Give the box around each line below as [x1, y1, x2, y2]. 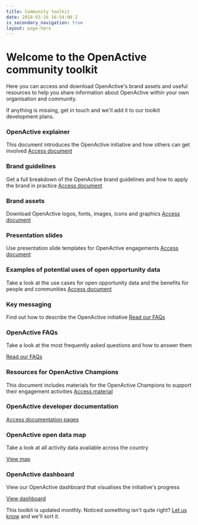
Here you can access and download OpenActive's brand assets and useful [6, 83, 188, 90]
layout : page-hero [6, 25, 51, 31]
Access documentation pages [6, 416, 79, 423]
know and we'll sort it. [6, 513, 60, 520]
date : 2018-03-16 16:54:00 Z [6, 14, 78, 20]
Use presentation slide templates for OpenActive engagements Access [6, 245, 179, 252]
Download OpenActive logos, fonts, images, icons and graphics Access [6, 210, 180, 218]
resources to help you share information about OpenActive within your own [6, 89, 189, 96]
